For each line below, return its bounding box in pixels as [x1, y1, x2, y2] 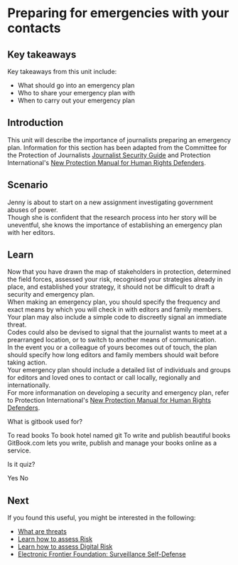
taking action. [7, 358, 48, 367]
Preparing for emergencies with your [7, 5, 229, 21]
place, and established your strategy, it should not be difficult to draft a [7, 282, 215, 291]
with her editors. [7, 228, 55, 236]
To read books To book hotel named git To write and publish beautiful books [7, 431, 231, 440]
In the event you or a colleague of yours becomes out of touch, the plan [7, 343, 217, 352]
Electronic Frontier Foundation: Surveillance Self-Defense [17, 550, 186, 559]
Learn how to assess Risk [17, 535, 93, 544]
